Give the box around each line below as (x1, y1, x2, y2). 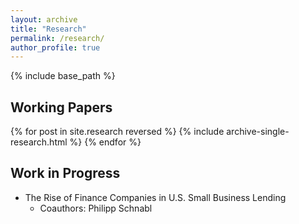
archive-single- (226, 126, 290, 138)
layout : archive (10, 14, 78, 25)
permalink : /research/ (10, 33, 105, 43)
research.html (10, 136, 68, 148)
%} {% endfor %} (69, 136, 142, 148)
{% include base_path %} (10, 70, 116, 82)
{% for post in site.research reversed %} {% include (10, 126, 225, 138)
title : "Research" (10, 24, 87, 34)
